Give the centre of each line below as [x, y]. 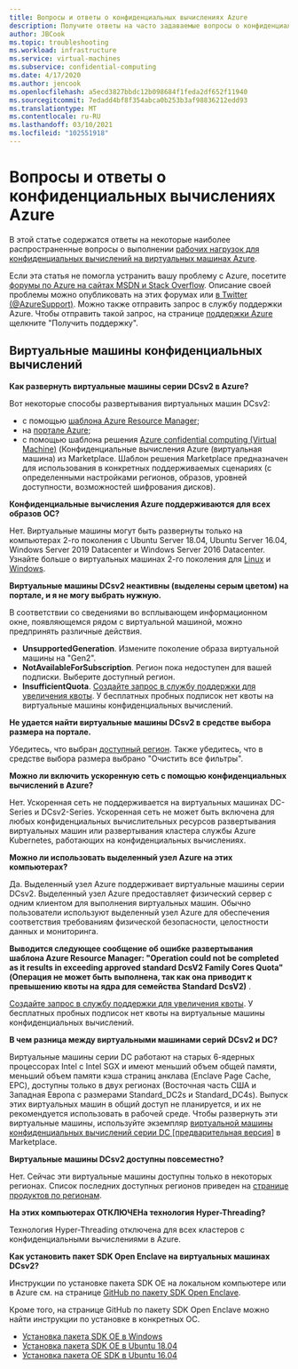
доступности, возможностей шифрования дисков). [118, 486]
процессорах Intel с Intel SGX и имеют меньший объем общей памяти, [143, 1066]
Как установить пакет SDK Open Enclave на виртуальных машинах [140, 1256]
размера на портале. [50, 732]
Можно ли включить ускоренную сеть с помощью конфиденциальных [148, 775]
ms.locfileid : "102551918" [59, 133]
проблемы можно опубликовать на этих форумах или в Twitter [129, 294]
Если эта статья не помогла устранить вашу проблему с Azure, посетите [148, 276]
